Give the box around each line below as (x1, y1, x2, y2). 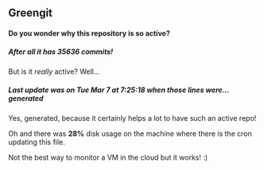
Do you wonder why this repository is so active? (8, 28, 171, 38)
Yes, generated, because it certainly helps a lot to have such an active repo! (8, 113, 257, 122)
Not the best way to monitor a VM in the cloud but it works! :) (8, 153, 208, 162)
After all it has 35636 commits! (8, 47, 114, 56)
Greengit (8, 6, 53, 20)
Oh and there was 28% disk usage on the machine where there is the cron (8, 129, 252, 138)
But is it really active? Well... (8, 67, 100, 76)
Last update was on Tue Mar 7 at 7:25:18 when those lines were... (8, 85, 230, 95)
